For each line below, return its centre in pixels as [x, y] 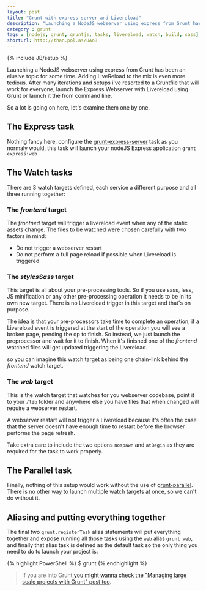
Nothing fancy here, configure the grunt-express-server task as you [93, 141]
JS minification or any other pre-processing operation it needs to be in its [99, 297]
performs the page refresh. [41, 433]
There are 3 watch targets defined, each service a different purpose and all [101, 187]
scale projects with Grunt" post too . [67, 582]
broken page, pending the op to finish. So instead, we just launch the [94, 335]
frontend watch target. [35, 366]
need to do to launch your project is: [53, 552]
